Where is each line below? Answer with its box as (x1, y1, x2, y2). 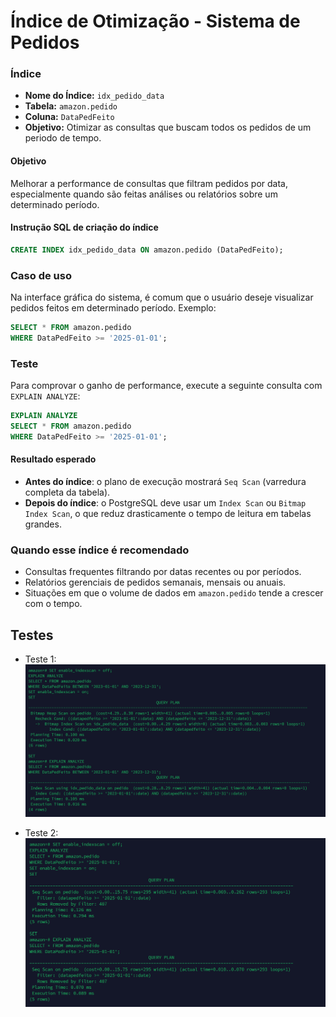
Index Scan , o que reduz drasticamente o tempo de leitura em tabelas (24, 507, 312, 519)
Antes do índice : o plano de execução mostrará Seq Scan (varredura (24, 475, 307, 487)
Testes (10, 626, 54, 644)
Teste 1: (24, 653, 57, 665)
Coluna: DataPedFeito (24, 111, 115, 123)
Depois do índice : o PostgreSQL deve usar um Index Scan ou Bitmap (24, 496, 307, 509)
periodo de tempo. (24, 132, 102, 144)
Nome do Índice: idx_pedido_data (24, 90, 165, 102)
